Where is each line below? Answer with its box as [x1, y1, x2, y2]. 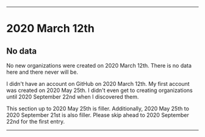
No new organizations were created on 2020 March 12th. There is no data [6, 62, 192, 69]
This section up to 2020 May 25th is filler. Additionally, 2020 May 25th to [6, 105, 189, 112]
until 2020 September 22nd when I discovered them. [6, 93, 139, 100]
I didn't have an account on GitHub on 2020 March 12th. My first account [6, 80, 190, 87]
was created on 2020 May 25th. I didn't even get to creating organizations [6, 86, 193, 94]
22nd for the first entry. [6, 118, 65, 125]
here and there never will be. [6, 68, 78, 76]
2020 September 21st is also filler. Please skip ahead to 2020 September [6, 111, 189, 119]
